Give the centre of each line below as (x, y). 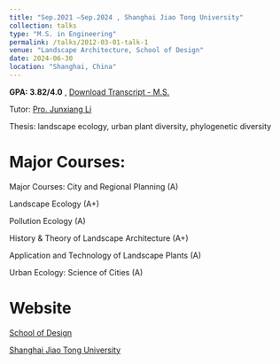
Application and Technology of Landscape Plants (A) (105, 255)
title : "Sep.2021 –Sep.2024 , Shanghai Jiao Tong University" (126, 17)
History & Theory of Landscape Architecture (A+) (99, 238)
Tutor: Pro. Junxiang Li (51, 109)
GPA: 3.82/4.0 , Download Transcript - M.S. (89, 92)
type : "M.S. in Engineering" (63, 34)
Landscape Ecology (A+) (54, 204)
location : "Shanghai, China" (63, 67)
